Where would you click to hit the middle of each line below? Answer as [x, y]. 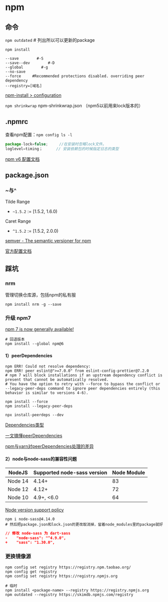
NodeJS [18, 473]
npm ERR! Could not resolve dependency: [48, 367]
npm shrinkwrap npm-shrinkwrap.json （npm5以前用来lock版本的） [74, 106]
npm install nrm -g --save [33, 304]
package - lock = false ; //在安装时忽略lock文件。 [56, 144]
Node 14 [18, 481]
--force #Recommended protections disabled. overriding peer [75, 76]
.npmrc [17, 122]
